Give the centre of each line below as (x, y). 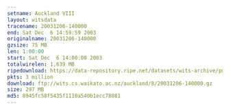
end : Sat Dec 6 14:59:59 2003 (52, 32)
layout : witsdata (32, 20)
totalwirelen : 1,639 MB (41, 64)
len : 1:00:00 (26, 52)
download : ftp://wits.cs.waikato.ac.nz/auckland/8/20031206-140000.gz (110, 83)
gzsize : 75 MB (27, 45)
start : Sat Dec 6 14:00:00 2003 (55, 58)
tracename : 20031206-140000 (47, 26)
